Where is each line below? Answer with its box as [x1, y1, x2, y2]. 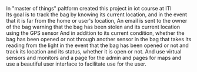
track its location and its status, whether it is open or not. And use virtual [6, 48, 182, 55]
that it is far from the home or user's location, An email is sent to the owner [6, 17, 188, 24]
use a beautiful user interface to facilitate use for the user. [6, 60, 147, 67]
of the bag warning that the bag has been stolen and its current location [6, 23, 181, 30]
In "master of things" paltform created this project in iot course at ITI [6, 5, 172, 12]
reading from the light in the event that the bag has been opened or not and [6, 42, 189, 49]
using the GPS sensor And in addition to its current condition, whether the [6, 30, 185, 37]
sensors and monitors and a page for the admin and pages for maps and [6, 55, 182, 61]
